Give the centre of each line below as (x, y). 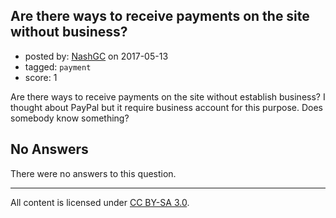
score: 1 (41, 77)
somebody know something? (70, 118)
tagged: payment (58, 66)
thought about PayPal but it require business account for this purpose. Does (166, 107)
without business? (69, 32)
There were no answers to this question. (93, 173)
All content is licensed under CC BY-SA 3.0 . (100, 202)
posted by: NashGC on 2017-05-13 (96, 56)
